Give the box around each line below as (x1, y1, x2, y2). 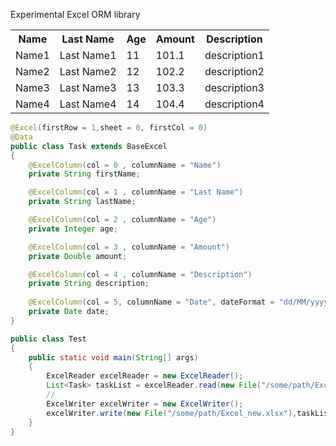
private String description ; (28, 279, 150, 289)
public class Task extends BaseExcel (10, 141, 168, 151)
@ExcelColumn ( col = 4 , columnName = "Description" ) (28, 269, 253, 279)
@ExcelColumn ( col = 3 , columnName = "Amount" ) (28, 242, 230, 252)
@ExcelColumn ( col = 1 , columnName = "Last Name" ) (28, 187, 244, 198)
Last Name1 (59, 49, 117, 62)
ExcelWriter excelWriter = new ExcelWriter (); (46, 399, 244, 409)
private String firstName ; (28, 169, 141, 179)
